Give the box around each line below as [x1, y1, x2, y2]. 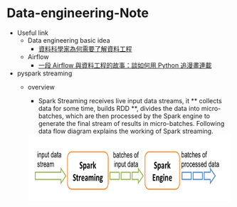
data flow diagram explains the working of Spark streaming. [38, 127, 214, 135]
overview [27, 83, 55, 91]
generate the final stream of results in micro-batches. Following [38, 119, 225, 127]
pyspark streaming [16, 69, 73, 78]
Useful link [16, 28, 49, 37]
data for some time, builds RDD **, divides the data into [38, 104, 200, 112]
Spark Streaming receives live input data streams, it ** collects [38, 96, 222, 105]
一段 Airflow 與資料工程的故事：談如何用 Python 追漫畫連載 [38, 60, 212, 69]
